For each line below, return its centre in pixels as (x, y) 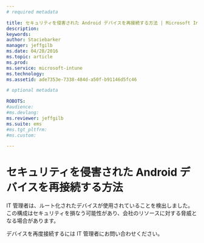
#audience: (20, 107)
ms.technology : (25, 74)
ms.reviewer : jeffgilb (35, 118)
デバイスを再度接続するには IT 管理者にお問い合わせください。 (85, 234)
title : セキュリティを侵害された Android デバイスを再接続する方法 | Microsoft (98, 23)
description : (23, 29)
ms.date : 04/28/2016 (32, 51)
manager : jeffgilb (29, 46)
